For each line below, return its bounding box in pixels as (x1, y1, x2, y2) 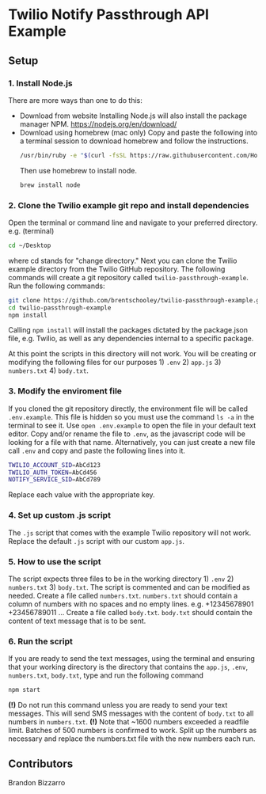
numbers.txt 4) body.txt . (8, 366, 89, 375)
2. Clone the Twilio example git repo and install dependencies (8, 199, 249, 211)
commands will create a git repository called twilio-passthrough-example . (8, 272, 249, 282)
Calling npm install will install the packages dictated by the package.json (8, 325, 248, 335)
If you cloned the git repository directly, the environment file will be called (8, 404, 248, 413)
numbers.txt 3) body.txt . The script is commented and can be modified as (8, 582, 251, 591)
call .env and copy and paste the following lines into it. (8, 446, 186, 455)
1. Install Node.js (8, 78, 73, 89)
